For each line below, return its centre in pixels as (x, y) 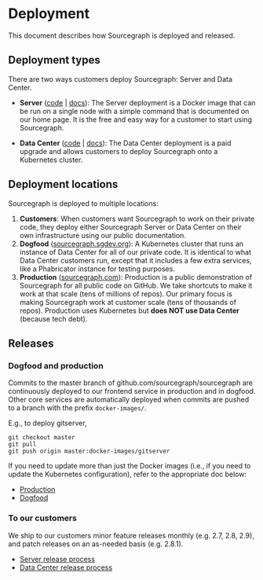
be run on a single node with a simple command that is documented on (134, 111)
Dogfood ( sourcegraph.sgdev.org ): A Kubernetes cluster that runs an (131, 244)
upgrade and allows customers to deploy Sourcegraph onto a (119, 151)
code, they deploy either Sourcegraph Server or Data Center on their (130, 227)
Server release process (57, 559)
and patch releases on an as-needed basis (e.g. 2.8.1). (96, 544)
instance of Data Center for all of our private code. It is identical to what (135, 251)
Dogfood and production (56, 365)
